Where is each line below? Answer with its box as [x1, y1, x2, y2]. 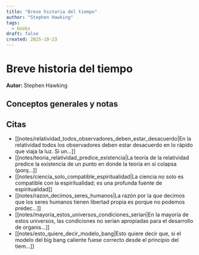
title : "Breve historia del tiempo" [6, 8, 97, 15]
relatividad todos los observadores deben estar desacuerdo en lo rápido [14, 141, 193, 149]
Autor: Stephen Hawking [6, 82, 68, 89]
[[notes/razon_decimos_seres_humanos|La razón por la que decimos [14, 192, 185, 200]
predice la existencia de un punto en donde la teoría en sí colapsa [14, 160, 177, 167]
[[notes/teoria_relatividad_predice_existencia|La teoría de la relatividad [14, 154, 189, 161]
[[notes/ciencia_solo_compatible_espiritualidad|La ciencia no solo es [14, 173, 184, 181]
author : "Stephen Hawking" [6, 14, 74, 20]
